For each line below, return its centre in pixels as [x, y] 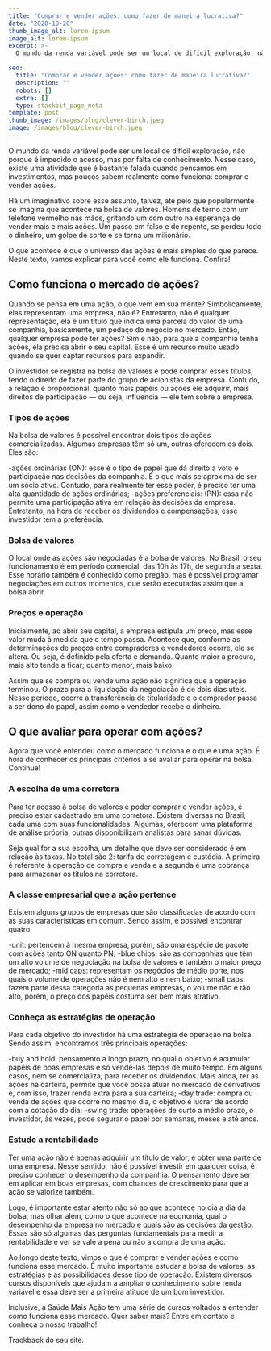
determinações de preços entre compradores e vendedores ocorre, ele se [131, 648]
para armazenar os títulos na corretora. [73, 874]
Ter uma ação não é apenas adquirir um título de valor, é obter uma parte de [135, 1157]
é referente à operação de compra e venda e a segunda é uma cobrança [129, 865]
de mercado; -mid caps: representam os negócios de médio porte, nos [126, 970]
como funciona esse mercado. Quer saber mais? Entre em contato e [122, 1316]
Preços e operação [46, 613]
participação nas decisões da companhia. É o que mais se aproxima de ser [133, 476]
